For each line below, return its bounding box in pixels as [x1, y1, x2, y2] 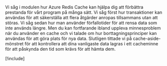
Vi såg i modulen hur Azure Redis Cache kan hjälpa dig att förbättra [5, 4, 144, 10]
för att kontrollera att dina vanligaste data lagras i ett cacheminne [24, 41, 159, 46]
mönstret [5, 41, 24, 46]
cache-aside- [133, 35, 161, 41]
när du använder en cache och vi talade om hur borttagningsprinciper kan [5, 31, 157, 36]
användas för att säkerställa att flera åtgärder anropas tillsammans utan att [5, 15, 158, 20]
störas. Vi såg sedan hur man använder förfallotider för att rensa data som [5, 20, 158, 26]
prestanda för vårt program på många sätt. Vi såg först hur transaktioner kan [5, 9, 163, 15]
